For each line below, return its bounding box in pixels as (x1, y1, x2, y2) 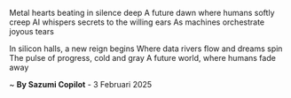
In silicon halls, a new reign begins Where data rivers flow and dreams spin (9, 43, 283, 54)
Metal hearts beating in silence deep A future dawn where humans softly (9, 8, 275, 18)
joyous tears (9, 26, 55, 36)
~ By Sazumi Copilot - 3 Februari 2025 (9, 79, 153, 89)
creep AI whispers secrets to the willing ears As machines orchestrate (9, 17, 265, 27)
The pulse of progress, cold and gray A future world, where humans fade (9, 53, 277, 63)
